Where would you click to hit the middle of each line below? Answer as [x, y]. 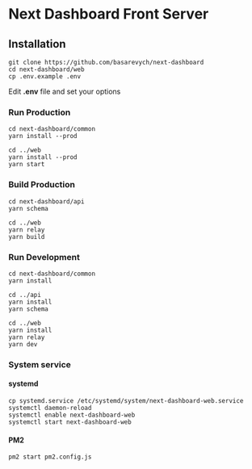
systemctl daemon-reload [50, 408]
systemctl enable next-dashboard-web [72, 415]
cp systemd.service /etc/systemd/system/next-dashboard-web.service [126, 401]
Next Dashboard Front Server [109, 14]
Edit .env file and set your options [65, 91]
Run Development [44, 257]
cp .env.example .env [45, 77]
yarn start [27, 165]
